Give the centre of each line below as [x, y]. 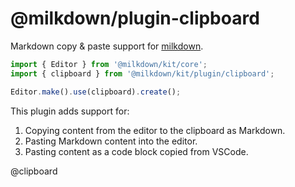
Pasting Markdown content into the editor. [111, 141]
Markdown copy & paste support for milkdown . [107, 46]
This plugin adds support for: [70, 111]
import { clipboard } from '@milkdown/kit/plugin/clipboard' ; [142, 73]
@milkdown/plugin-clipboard [135, 18]
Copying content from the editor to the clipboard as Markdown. [155, 130]
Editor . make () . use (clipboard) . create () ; [96, 92]
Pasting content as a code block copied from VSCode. [136, 151]
